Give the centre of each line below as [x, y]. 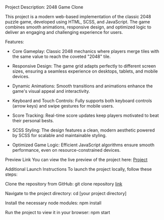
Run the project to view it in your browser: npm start [58, 212]
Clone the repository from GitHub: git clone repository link [64, 184]
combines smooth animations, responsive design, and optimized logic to [78, 27]
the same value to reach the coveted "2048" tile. [61, 56]
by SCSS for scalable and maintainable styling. [59, 135]
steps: [11, 174]
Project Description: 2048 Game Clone [44, 7]
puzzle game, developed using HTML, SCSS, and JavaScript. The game [78, 22]
